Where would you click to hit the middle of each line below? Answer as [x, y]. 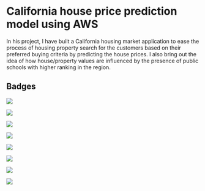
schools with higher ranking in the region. [59, 67]
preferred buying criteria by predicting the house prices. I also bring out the [102, 54]
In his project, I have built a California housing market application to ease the [103, 41]
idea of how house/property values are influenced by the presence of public [102, 61]
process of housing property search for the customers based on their [94, 48]
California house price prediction [92, 11]
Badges [21, 87]
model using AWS [52, 24]
